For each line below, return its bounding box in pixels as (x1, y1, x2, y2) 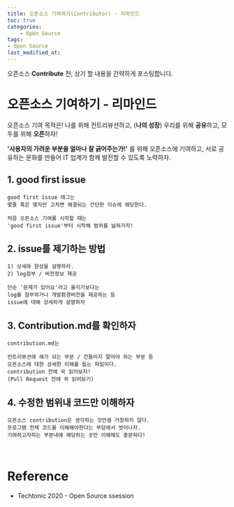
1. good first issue (7, 174, 86, 186)
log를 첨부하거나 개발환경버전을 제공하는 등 (7, 292, 116, 299)
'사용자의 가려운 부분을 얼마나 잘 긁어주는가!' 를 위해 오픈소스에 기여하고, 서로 (7, 144, 217, 152)
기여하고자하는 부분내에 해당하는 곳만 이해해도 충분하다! (7, 431, 146, 439)
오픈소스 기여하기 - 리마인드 (7, 97, 157, 113)
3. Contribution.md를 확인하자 (7, 320, 136, 331)
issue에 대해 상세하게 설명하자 (7, 299, 85, 306)
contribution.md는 (7, 340, 59, 347)
